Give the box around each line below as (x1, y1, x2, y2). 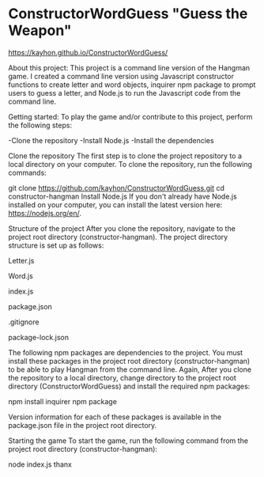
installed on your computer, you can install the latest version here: (8, 199, 223, 210)
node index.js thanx (8, 460, 73, 469)
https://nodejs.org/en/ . (8, 208, 81, 218)
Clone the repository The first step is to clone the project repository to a (8, 151, 243, 161)
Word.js (8, 271, 33, 281)
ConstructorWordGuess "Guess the (8, 5, 248, 23)
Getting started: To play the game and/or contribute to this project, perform (8, 112, 253, 121)
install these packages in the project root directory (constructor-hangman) (8, 356, 251, 365)
